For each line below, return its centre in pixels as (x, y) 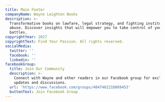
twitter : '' (22, 51)
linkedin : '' (23, 60)
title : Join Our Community (37, 69)
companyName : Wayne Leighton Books (41, 14)
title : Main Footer (25, 10)
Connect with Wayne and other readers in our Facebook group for (82, 78)
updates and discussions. (41, 82)
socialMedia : (18, 46)
